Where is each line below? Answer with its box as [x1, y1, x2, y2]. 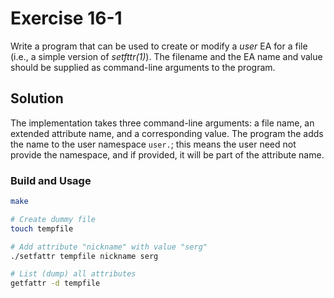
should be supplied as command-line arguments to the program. [10, 61, 276, 73]
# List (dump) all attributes [10, 269, 137, 279]
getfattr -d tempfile [10, 278, 101, 289]
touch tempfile [10, 223, 74, 234]
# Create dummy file [10, 214, 97, 224]
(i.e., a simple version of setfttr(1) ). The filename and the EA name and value [10, 50, 323, 62]
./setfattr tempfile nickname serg [10, 251, 159, 261]
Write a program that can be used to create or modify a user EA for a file [10, 40, 308, 52]
